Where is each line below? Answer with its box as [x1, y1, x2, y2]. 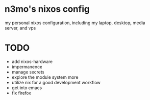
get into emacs [11, 85, 42, 91]
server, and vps [4, 25, 36, 31]
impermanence [11, 64, 43, 69]
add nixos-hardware [11, 58, 53, 65]
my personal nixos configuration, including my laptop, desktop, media [4, 20, 146, 26]
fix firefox [11, 90, 31, 96]
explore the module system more [11, 74, 79, 80]
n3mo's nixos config [4, 3, 90, 15]
